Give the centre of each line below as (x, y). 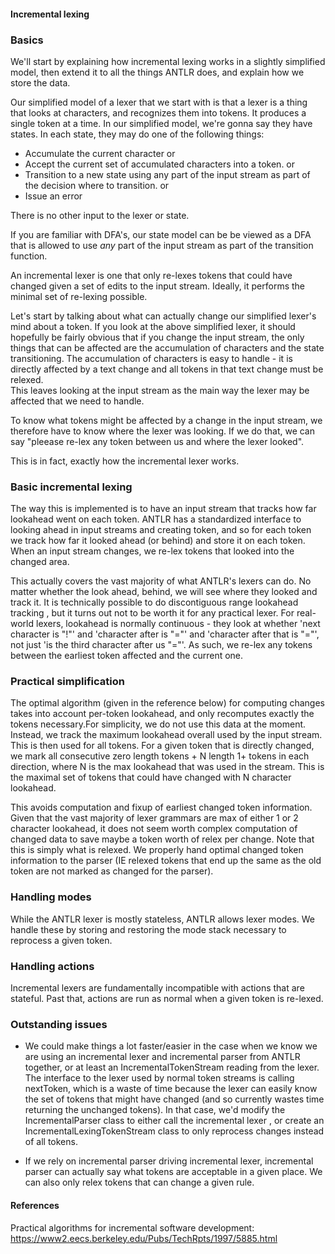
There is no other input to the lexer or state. (100, 215)
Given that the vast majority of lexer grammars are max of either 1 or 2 (154, 818)
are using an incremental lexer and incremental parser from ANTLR (162, 1057)
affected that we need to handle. (77, 401)
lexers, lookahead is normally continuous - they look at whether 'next (178, 624)
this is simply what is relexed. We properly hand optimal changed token (157, 850)
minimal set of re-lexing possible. (79, 296)
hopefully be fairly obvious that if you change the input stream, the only (157, 337)
